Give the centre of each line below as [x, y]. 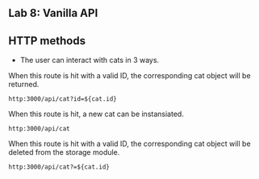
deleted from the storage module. [64, 152]
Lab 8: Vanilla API [53, 13]
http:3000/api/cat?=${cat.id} [59, 167]
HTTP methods [47, 41]
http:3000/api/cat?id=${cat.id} [63, 99]
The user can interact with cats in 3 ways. [90, 60]
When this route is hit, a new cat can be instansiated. [96, 114]
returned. [24, 85]
